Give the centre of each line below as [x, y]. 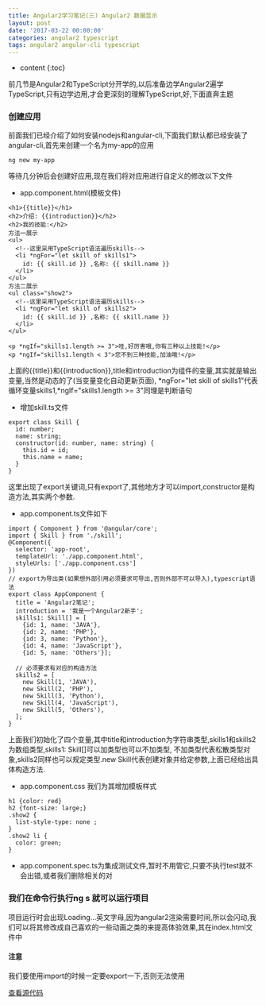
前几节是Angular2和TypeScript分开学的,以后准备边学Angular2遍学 [116, 84]
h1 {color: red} [35, 802]
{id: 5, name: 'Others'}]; [67, 653]
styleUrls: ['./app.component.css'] [76, 564]
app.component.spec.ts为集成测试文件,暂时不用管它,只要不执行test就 [133, 866]
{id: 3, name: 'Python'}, [66, 639]
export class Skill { [44, 423]
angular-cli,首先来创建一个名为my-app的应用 [81, 145]
